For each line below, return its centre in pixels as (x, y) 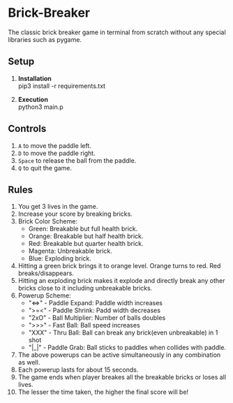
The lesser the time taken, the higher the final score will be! (103, 392)
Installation (35, 78)
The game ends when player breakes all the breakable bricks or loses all (122, 377)
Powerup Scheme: (45, 295)
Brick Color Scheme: (47, 221)
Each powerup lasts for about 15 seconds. (78, 370)
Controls (27, 129)
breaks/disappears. (46, 273)
